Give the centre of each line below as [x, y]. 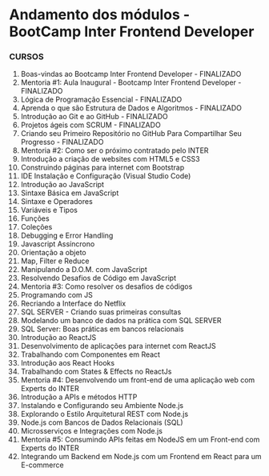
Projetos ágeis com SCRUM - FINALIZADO [90, 125]
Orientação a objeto [53, 253]
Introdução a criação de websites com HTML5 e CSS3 [110, 159]
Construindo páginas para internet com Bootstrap [102, 168]
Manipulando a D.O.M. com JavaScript [84, 270]
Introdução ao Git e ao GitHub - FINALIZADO [94, 117]
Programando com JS [56, 295]
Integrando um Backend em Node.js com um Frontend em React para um [141, 457]
